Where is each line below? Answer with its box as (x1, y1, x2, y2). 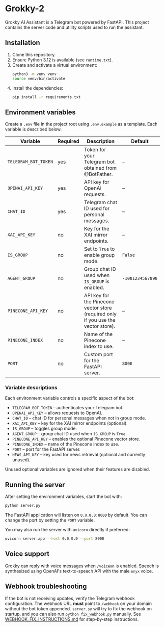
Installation (5, 39, 40, 47)
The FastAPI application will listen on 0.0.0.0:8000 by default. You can (5, 512, 147, 518)
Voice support (5, 550, 50, 558)
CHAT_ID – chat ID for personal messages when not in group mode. (12, 415, 146, 421)
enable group (84, 252, 115, 259)
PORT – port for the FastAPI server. (12, 446, 81, 452)
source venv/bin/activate (12, 76, 65, 81)
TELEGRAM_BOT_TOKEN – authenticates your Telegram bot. (12, 405, 124, 411)
